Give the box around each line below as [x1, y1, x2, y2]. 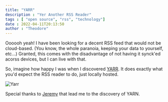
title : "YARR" [5, 7, 35, 13]
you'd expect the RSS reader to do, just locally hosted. [5, 71, 119, 77]
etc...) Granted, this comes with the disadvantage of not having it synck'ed [5, 51, 161, 57]
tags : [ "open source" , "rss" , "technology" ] [5, 17, 105, 22]
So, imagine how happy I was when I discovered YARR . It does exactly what [5, 66, 163, 72]
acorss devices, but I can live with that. [5, 56, 87, 62]
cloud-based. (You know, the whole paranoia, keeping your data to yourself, [5, 45, 163, 52]
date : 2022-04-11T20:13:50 [5, 21, 65, 27]
